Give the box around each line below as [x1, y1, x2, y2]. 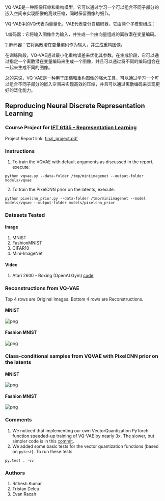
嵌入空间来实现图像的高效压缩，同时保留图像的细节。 [5, 10, 113, 16]
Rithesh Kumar [12, 480, 42, 486]
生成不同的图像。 [18, 64, 53, 70]
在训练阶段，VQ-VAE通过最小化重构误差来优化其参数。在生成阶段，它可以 [5, 52, 155, 58]
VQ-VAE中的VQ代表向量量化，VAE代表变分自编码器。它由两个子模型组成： [5, 21, 156, 27]
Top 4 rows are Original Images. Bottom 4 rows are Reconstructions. [5, 296, 144, 302]
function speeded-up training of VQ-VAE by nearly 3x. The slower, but [12, 433, 155, 439]
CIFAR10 [12, 245, 29, 251]
